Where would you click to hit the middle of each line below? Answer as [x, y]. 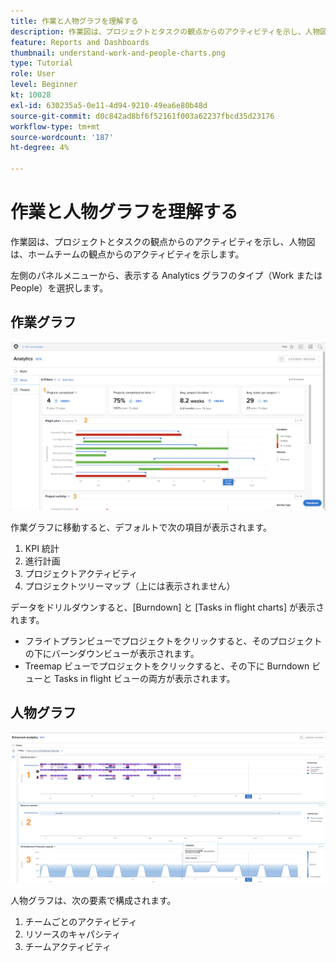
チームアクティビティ [68, 946]
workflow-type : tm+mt [55, 126]
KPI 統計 [42, 548]
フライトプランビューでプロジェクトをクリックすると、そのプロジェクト [173, 641]
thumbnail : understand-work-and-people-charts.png [118, 53]
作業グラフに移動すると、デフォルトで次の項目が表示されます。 [141, 527]
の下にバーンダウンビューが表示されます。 [112, 653]
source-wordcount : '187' [62, 137]
